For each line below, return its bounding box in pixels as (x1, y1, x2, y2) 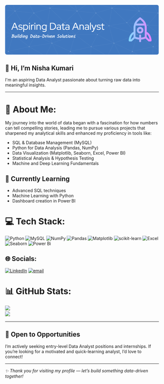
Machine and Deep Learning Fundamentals (12, 161, 99, 166)
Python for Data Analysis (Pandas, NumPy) (12, 145, 99, 151)
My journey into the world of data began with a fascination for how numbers (5, 120, 158, 126)
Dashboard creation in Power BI (12, 198, 76, 204)
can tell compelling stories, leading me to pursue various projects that (5, 125, 145, 131)
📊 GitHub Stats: (5, 286, 72, 297)
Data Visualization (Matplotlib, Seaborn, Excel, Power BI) (12, 150, 126, 156)
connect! (5, 354, 23, 360)
